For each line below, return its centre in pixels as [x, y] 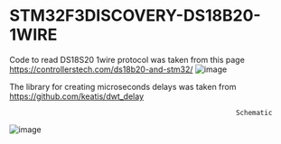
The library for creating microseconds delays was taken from [123, 86]
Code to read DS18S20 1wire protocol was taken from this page [127, 59]
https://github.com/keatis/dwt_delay [77, 96]
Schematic [254, 112]
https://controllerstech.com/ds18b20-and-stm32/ [101, 69]
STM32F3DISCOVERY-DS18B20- [135, 16]
